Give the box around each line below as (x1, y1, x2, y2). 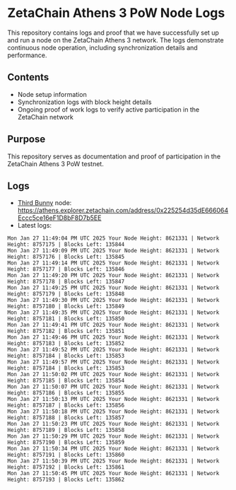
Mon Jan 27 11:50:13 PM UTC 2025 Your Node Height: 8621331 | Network (7, 396, 220, 403)
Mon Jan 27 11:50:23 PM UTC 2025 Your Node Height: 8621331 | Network (7, 421, 220, 428)
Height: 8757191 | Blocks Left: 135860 (7, 451, 125, 459)
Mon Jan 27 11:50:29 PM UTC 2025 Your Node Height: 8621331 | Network (7, 433, 220, 440)
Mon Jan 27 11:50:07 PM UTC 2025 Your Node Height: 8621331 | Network (7, 383, 220, 390)
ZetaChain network (17, 112, 74, 121)
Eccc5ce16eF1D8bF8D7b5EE (17, 214, 102, 222)
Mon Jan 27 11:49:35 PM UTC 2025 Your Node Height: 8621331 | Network (7, 309, 220, 316)
